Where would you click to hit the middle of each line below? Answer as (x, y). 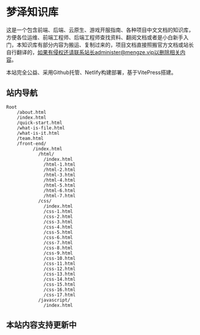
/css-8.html (58, 248)
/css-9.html (58, 253)
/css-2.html (58, 216)
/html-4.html (60, 180)
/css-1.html (58, 211)
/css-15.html (60, 284)
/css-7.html (58, 243)
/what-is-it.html (38, 133)
